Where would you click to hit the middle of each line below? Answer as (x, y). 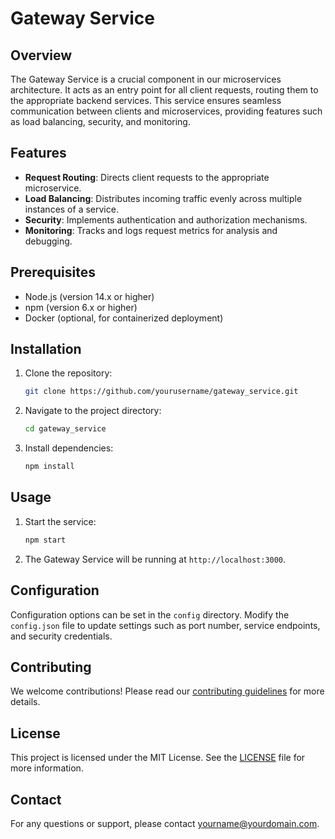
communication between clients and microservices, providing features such (166, 111)
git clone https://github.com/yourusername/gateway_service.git (161, 392)
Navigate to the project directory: (93, 411)
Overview (41, 55)
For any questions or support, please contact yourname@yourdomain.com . (165, 823)
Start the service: (60, 521)
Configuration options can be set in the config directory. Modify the (150, 614)
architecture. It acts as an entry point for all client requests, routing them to (164, 90)
